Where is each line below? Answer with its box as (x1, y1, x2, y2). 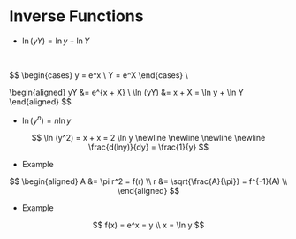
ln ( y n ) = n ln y (21, 113, 72, 126)
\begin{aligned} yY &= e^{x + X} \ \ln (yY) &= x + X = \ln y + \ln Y (9, 87, 245, 97)
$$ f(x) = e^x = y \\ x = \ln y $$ (92, 220, 205, 230)
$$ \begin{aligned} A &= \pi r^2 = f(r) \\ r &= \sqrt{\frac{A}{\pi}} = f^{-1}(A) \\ (9, 175, 288, 187)
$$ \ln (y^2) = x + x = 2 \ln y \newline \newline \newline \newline (31, 132, 266, 143)
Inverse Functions (9, 6, 144, 27)
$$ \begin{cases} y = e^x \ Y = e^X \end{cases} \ (9, 69, 188, 81)
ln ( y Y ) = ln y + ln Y (21, 35, 90, 46)
